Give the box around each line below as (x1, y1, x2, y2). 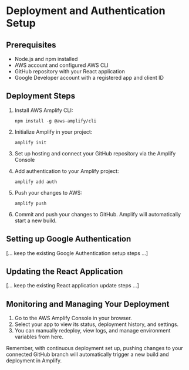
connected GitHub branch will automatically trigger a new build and (6, 351, 169, 358)
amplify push (14, 201, 47, 206)
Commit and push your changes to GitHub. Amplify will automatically (14, 211, 181, 218)
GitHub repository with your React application (14, 68, 125, 74)
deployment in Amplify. (6, 357, 62, 364)
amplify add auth (14, 179, 58, 185)
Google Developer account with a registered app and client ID (14, 74, 164, 81)
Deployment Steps (6, 91, 75, 101)
